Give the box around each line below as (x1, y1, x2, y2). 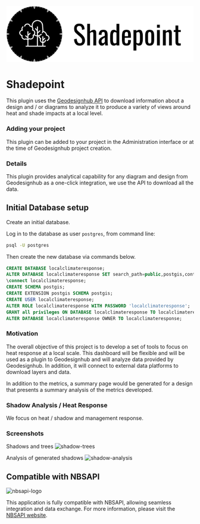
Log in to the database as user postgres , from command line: (6, 230, 156, 237)
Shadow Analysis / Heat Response (6, 401, 108, 409)
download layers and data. (6, 368, 71, 375)
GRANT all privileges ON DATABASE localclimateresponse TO (6, 309, 156, 315)
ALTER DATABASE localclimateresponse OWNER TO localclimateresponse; (6, 315, 183, 321)
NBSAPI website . (6, 512, 48, 519)
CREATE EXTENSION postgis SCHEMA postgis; (6, 290, 113, 297)
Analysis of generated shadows (6, 454, 84, 462)
